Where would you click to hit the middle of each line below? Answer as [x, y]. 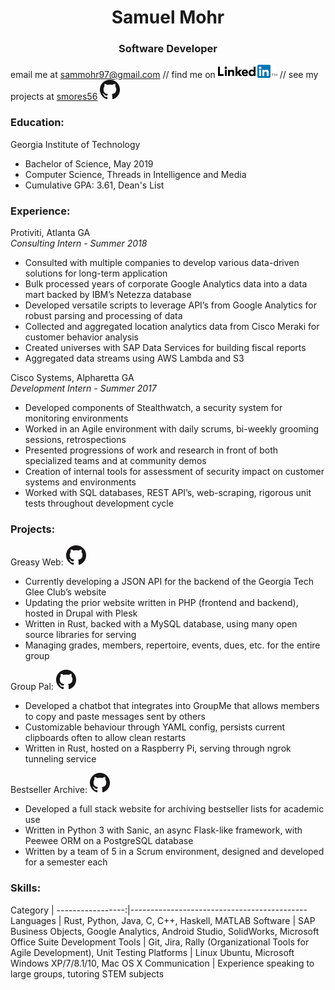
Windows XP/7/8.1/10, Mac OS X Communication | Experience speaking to [162, 963]
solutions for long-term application [96, 273]
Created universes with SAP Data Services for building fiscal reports [165, 348]
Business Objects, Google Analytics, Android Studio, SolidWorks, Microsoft [165, 931]
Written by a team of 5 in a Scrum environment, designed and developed [174, 852]
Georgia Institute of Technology [75, 144]
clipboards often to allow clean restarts [105, 738]
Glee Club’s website [65, 592]
